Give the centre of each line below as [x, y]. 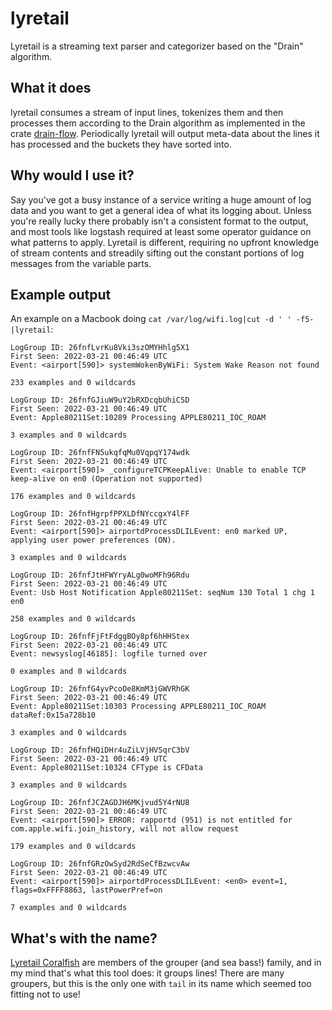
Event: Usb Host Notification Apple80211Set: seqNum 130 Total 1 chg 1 [162, 593]
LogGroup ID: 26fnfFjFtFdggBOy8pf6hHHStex [100, 637]
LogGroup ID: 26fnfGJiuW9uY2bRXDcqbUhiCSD [100, 400]
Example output [61, 294]
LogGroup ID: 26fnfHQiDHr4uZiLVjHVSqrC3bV [100, 750]
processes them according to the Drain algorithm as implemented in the [158, 123]
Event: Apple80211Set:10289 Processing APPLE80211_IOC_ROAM [138, 418]
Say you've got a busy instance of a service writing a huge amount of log [161, 199]
